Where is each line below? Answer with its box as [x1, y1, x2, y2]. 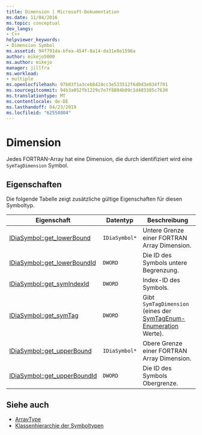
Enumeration [142, 322, 179, 330]
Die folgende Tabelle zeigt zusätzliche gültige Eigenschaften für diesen [6, 195, 182, 202]
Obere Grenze [142, 339, 183, 348]
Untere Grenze [142, 227, 185, 235]
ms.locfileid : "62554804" [6, 110, 71, 116]
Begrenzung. [142, 266, 179, 275]
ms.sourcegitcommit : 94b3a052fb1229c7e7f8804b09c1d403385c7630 [6, 87, 168, 93]
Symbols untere [142, 258, 188, 267]
